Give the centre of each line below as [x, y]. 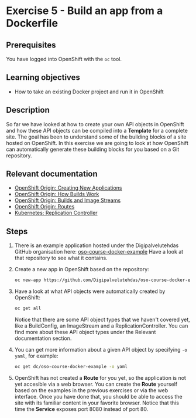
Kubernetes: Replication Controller [56, 213]
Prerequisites [31, 45]
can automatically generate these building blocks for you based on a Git [93, 149]
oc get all [28, 309]
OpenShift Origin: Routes [44, 207]
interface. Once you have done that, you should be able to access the [98, 396]
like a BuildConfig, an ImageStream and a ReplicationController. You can [101, 326]
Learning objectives [43, 77]
